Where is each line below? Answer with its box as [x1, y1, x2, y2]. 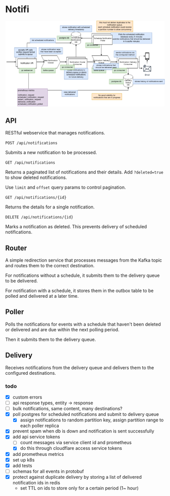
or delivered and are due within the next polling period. [5, 326, 120, 333]
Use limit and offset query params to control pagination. [5, 184, 126, 191]
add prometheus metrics [12, 451, 64, 457]
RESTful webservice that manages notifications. [5, 130, 105, 136]
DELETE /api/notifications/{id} [5, 215, 73, 220]
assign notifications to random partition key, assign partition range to [20, 417, 164, 423]
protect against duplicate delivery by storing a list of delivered [12, 474, 142, 480]
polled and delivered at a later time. [5, 293, 79, 299]
